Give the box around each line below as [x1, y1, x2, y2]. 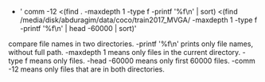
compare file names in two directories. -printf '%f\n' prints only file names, [8, 39, 253, 49]
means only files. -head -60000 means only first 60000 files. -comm [29, 56, 256, 65]
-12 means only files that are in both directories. [8, 64, 165, 74]
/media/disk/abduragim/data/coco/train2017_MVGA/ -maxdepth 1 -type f [19, 15, 258, 25]
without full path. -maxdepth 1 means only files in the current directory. [8, 48, 241, 57]
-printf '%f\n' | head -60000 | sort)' [19, 24, 137, 33]
